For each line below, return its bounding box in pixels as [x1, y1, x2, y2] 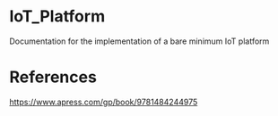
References [9, 67, 97, 87]
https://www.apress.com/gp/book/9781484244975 [9, 96, 198, 107]
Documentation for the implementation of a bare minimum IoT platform [9, 36, 270, 46]
